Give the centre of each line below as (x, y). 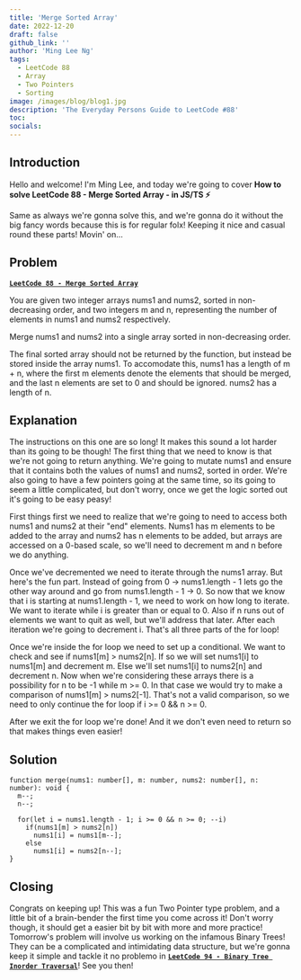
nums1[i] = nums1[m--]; (78, 836)
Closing (31, 886)
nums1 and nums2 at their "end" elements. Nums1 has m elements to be (142, 526)
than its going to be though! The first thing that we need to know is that (141, 451)
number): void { (40, 788)
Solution (33, 759)
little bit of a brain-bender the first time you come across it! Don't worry (142, 918)
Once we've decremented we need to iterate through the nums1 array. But (146, 573)
